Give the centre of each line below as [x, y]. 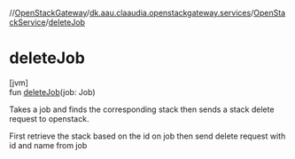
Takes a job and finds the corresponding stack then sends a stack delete [142, 109]
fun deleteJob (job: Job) [52, 91]
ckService [27, 22]
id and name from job [48, 145]
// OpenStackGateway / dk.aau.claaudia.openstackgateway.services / [132, 13]
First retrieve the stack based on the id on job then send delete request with [147, 136]
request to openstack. [49, 118]
